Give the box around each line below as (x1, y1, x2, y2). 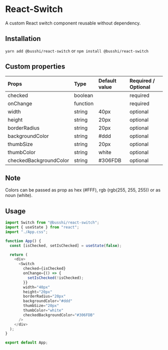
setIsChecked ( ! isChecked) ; (27, 275, 84, 280)
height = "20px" (23, 289, 52, 294)
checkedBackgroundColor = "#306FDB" (23, 312, 95, 317)
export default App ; (5, 340, 48, 345)
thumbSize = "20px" (23, 303, 59, 308)
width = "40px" (23, 284, 50, 289)
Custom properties (5, 62, 65, 71)
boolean (74, 91, 93, 98)
